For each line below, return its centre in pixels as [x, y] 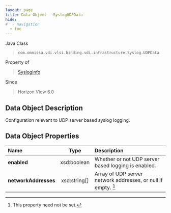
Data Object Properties [42, 136]
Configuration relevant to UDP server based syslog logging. [68, 120]
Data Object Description [44, 108]
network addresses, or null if [129, 180]
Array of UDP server [119, 174]
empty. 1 [105, 187]
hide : [11, 19]
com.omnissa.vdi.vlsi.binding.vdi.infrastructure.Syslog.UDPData [88, 53]
